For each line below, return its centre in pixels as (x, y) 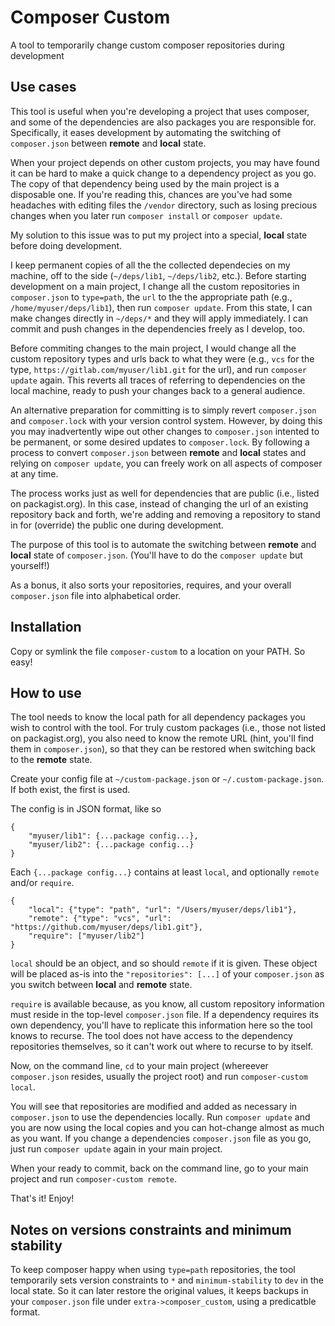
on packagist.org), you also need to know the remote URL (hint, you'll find (162, 738)
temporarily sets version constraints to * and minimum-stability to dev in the (167, 1280)
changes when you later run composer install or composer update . (146, 215)
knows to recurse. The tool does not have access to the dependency (151, 1036)
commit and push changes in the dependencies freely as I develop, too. (158, 328)
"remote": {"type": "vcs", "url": (100, 919)
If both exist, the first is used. (70, 790)
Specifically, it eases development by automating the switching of (146, 132)
